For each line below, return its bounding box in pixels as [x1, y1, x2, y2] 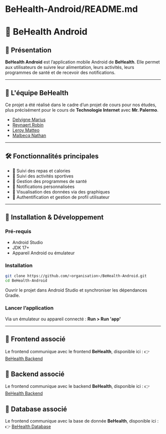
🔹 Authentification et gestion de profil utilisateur [12, 194, 110, 200]
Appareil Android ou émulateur [12, 249, 75, 256]
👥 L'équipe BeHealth [5, 88, 69, 97]
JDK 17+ [12, 245, 30, 250]
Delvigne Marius [12, 117, 46, 123]
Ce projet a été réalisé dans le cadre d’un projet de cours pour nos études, [5, 102, 157, 108]
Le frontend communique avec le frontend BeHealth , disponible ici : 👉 [5, 348, 150, 354]
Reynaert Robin [12, 122, 44, 127]
